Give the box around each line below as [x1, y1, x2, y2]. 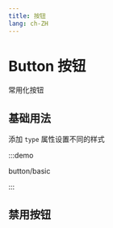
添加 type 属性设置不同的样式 [8, 135, 105, 144]
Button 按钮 [8, 57, 86, 75]
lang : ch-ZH [8, 19, 48, 28]
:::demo [8, 151, 34, 161]
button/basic [8, 166, 51, 176]
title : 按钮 [8, 11, 46, 20]
